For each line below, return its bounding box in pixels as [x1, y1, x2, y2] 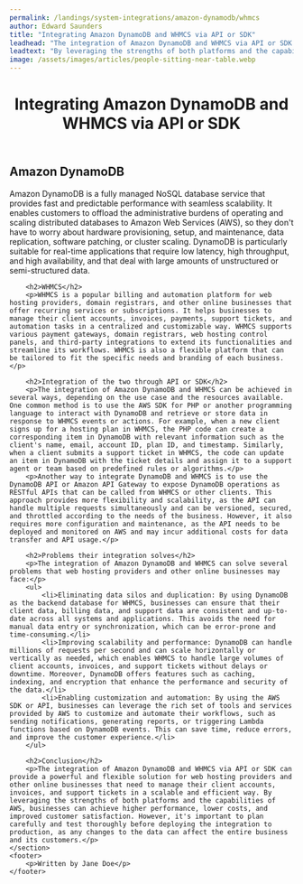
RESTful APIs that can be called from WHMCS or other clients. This [9, 488, 272, 497]
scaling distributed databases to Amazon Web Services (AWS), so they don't [9, 217, 294, 228]
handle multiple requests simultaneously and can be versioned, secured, [9, 503, 293, 513]
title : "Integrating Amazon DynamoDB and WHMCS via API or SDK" [9, 30, 256, 39]
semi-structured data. [9, 265, 90, 275]
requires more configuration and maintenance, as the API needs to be [9, 519, 280, 528]
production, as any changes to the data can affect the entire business [9, 827, 289, 836]
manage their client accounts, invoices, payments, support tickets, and [9, 313, 293, 323]
